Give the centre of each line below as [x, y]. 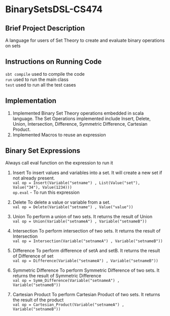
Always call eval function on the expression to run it [59, 163]
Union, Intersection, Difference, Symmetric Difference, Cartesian [80, 124]
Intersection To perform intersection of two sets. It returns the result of [87, 231]
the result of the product [38, 300]
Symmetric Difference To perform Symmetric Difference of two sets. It [86, 270]
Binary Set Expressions [43, 151]
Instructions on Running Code [54, 62]
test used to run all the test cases [41, 84]
